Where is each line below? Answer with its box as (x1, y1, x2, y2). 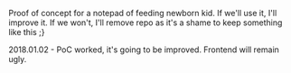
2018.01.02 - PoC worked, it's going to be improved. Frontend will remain (8, 44, 279, 55)
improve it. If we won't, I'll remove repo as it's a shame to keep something (8, 17, 283, 28)
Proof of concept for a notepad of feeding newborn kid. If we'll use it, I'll (8, 8, 277, 18)
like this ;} (8, 27, 46, 37)
